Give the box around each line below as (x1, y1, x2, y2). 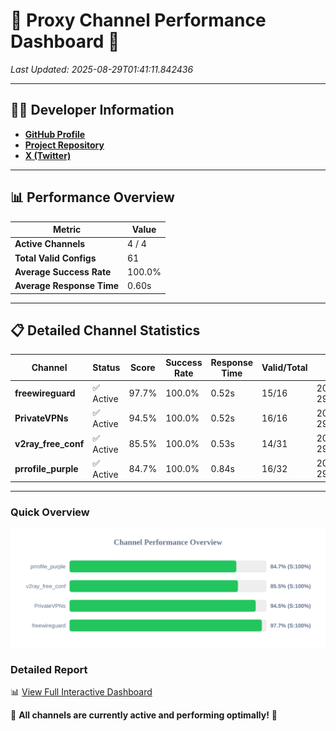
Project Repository (24, 139, 105, 151)
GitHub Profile (24, 128, 86, 140)
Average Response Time (14, 280, 120, 292)
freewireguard (14, 387, 76, 399)
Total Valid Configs (14, 252, 97, 264)
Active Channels (14, 238, 86, 250)
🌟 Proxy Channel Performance (10, 9, 267, 32)
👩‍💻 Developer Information (10, 102, 175, 119)
